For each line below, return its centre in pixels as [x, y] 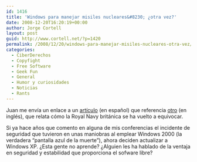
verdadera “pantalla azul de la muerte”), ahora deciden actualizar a [87, 140]
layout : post [22, 33]
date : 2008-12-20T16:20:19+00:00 [47, 22]
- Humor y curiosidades [40, 83]
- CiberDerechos [31, 55]
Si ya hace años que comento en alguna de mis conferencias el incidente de [98, 127]
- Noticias [25, 88]
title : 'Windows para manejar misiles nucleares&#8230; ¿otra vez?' [91, 17]
